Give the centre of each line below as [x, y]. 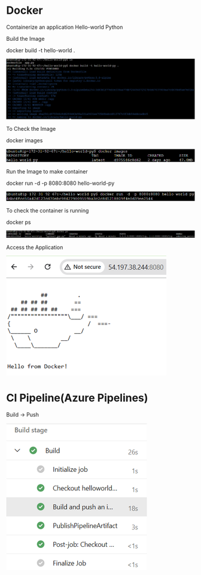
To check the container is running [48, 210]
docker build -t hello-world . [41, 50]
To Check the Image [31, 128]
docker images [25, 140]
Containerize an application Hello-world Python [65, 27]
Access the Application [35, 247]
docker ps [19, 222]
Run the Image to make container [47, 172]
